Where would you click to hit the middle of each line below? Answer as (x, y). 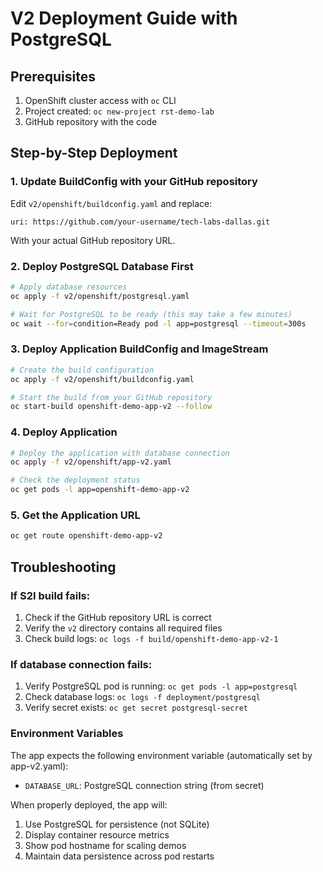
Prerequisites (53, 76)
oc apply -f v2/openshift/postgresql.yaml (100, 296)
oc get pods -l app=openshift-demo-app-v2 (100, 490)
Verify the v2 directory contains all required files (123, 628)
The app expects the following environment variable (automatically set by (161, 755)
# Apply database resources (69, 287)
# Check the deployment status (75, 480)
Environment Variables (67, 734)
